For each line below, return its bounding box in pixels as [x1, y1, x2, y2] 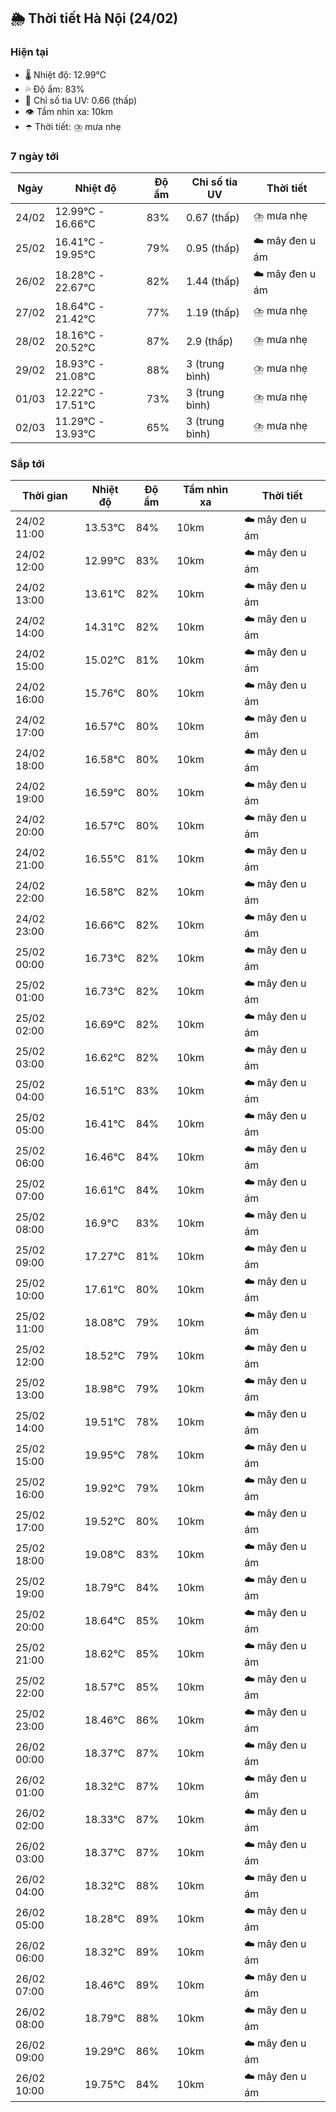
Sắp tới [10, 456, 45, 470]
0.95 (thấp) [185, 241, 240, 255]
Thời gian [21, 489, 68, 503]
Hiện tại [10, 45, 49, 59]
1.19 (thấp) [185, 305, 240, 319]
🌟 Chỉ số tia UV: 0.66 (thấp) [24, 94, 138, 106]
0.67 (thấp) [185, 210, 240, 224]
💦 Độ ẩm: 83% [24, 83, 85, 95]
